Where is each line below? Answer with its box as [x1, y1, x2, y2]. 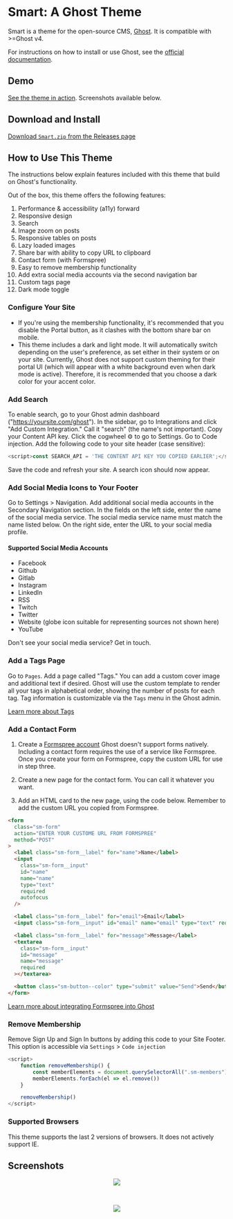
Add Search [8, 394, 48, 404]
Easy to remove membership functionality [17, 264, 137, 272]
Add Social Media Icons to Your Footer [8, 482, 139, 492]
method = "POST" [14, 836, 55, 843]
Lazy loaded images [17, 241, 75, 250]
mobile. [17, 333, 40, 341]
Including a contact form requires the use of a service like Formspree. [17, 747, 217, 755]
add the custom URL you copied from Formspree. [17, 803, 159, 812]
